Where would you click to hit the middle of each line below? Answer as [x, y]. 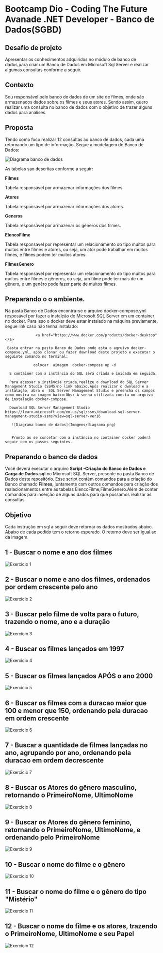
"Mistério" [21, 899]
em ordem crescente [37, 718]
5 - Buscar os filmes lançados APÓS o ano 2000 [79, 676]
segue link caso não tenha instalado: [42, 326]
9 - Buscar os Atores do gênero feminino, [68, 822]
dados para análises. [26, 112]
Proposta [19, 128]
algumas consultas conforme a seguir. [43, 70]
